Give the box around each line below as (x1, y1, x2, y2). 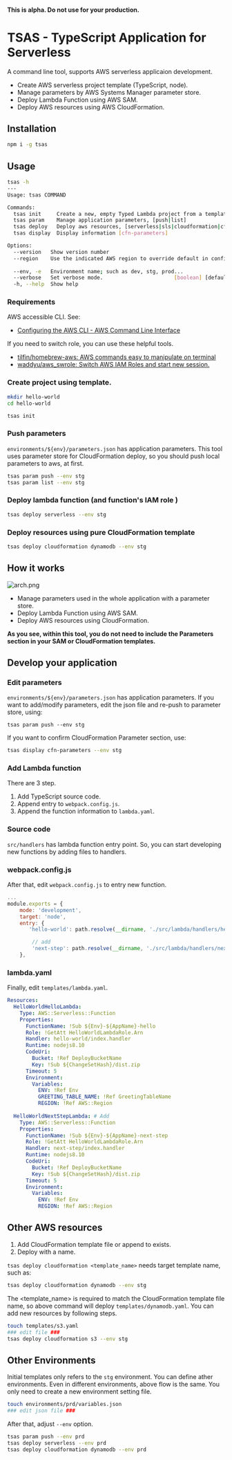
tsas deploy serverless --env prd (7, 1439, 107, 1446)
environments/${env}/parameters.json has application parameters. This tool (7, 444, 223, 453)
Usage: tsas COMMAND (7, 191, 67, 199)
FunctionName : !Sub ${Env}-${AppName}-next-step (25, 1132, 168, 1139)
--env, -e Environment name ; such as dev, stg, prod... (13, 268, 184, 275)
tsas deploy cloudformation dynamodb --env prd (7, 1446, 147, 1453)
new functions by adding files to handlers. (7, 848, 127, 856)
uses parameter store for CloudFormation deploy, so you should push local (7, 452, 220, 460)
